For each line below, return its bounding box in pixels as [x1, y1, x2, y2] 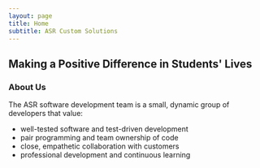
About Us [8, 81, 46, 93]
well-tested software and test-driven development [19, 124, 188, 134]
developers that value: [8, 109, 84, 118]
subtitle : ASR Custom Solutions [8, 27, 118, 35]
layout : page [8, 11, 53, 20]
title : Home [8, 19, 49, 28]
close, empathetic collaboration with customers [19, 141, 180, 151]
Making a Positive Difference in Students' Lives [8, 57, 253, 71]
